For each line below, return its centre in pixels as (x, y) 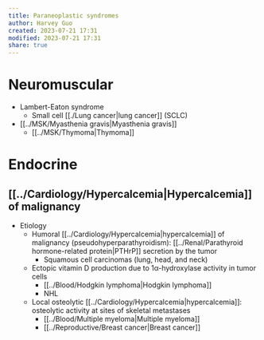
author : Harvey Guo (41, 23)
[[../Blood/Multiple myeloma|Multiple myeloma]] (122, 319)
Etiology (33, 226)
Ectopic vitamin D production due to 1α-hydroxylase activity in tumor (144, 268)
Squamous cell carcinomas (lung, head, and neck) (126, 259)
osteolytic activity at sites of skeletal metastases (111, 310)
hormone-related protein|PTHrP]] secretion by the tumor (124, 251)
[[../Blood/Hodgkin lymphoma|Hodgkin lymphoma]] (128, 285)
